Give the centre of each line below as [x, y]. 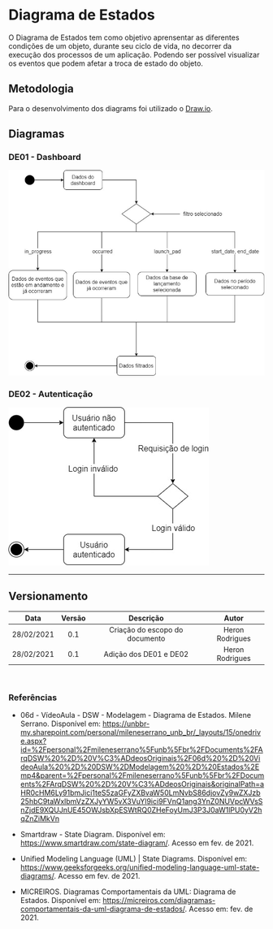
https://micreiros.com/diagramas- [159, 901]
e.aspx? [33, 741]
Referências [33, 698]
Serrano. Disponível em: [61, 724]
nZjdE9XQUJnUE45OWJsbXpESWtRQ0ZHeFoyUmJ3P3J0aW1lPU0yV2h [141, 810]
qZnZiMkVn [39, 819]
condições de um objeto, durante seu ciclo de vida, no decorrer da [120, 45]
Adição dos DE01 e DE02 [146, 654]
